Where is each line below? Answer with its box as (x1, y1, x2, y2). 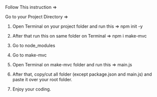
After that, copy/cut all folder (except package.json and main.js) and (12, 71, 152, 77)
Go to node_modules (12, 43, 56, 48)
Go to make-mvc (12, 52, 47, 58)
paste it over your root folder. (12, 77, 72, 82)
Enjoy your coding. (12, 86, 51, 92)
